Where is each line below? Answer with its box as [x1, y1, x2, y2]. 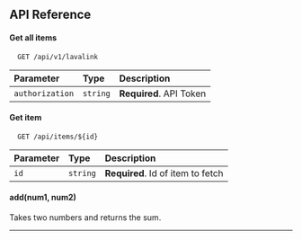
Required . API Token [119, 87, 207, 100]
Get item [9, 112, 42, 123]
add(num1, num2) [9, 192, 76, 203]
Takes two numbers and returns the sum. [9, 212, 162, 223]
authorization [13, 88, 75, 98]
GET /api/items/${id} [17, 132, 99, 141]
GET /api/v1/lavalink [17, 52, 99, 61]
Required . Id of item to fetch [104, 166, 224, 179]
